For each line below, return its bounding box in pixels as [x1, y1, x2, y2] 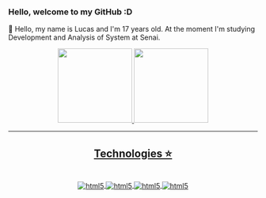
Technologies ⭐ [93, 147, 173, 160]
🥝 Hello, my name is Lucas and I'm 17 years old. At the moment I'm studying [8, 25, 256, 34]
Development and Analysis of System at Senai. [8, 32, 161, 42]
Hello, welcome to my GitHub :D [8, 6, 133, 17]
